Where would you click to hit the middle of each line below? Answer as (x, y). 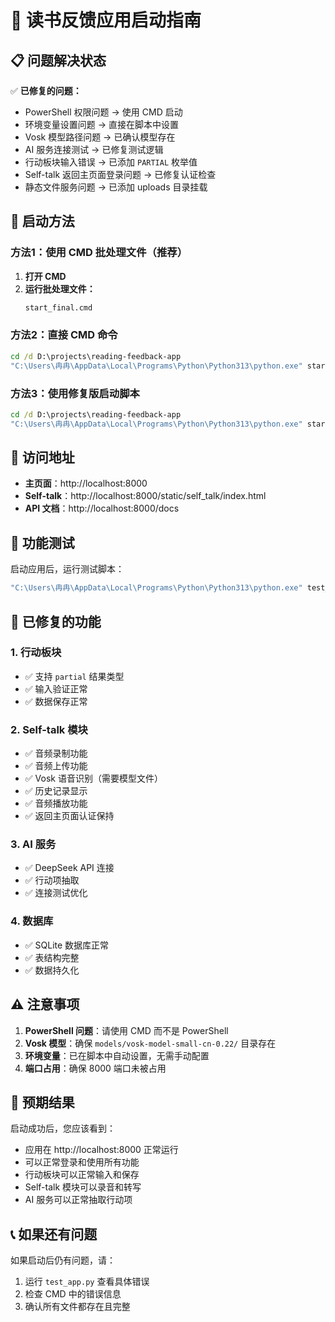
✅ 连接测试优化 (56, 893)
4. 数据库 (32, 921)
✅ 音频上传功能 (56, 766)
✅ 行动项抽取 (52, 880)
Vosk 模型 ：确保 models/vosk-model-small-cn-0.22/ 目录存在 (150, 1043)
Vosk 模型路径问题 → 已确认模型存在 (100, 137)
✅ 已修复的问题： (46, 90)
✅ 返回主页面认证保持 (69, 816)
